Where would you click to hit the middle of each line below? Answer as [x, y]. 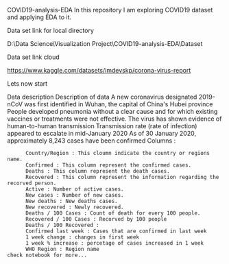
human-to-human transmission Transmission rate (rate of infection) [102, 126]
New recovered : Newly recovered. [75, 207]
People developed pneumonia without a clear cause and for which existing [112, 111]
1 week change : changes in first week [82, 237]
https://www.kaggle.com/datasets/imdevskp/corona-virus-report [99, 70]
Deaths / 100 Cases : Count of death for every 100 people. [113, 213]
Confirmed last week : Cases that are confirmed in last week [116, 231]
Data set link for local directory [50, 31]
